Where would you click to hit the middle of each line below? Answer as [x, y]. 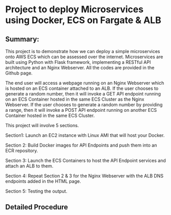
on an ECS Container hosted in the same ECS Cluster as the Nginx [75, 99]
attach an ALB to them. [29, 166]
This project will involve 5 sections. [42, 125]
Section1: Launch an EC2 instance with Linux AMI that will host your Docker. [85, 135]
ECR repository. [22, 151]
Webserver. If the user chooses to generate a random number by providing [84, 105]
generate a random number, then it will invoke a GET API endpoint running [83, 94]
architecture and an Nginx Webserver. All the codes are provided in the [80, 68]
